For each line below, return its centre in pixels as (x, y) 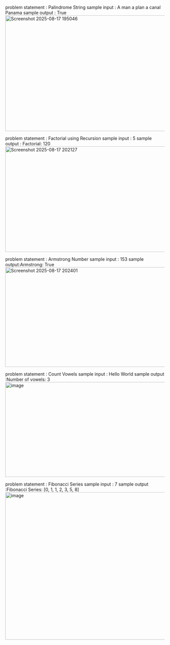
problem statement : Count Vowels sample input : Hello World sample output (85, 374)
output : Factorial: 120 (28, 144)
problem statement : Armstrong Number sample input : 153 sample (75, 259)
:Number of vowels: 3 (28, 379)
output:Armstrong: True (30, 265)
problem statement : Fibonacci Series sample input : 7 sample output (77, 484)
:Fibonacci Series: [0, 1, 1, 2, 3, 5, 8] (42, 490)
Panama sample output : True (36, 13)
